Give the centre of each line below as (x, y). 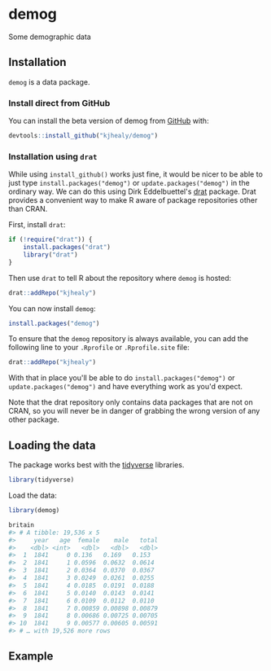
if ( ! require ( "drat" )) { (50, 240)
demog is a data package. (50, 81)
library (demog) (34, 511)
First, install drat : (37, 225)
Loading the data (52, 445)
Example (31, 656)
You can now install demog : (52, 308)
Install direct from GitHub (59, 103)
